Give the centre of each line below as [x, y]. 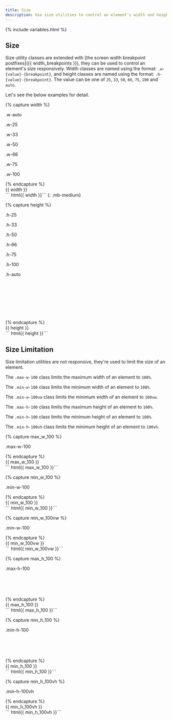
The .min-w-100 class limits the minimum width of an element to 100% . [78, 387]
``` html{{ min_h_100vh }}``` [33, 712]
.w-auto [14, 115]
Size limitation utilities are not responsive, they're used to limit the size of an [85, 362]
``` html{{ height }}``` [27, 333]
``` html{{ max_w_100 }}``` [32, 468]
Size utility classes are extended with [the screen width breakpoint [76, 58]
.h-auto [13, 274]
